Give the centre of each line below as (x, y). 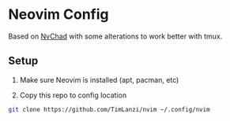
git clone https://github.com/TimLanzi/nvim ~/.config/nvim (109, 109)
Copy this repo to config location (73, 95)
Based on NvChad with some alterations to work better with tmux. (115, 36)
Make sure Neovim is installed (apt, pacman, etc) (99, 79)
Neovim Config (58, 15)
